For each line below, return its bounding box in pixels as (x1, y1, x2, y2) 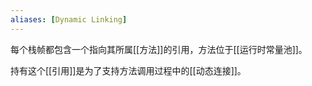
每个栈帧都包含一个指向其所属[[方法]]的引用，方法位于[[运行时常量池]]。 (10, 43, 308, 55)
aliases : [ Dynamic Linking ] (10, 14, 128, 25)
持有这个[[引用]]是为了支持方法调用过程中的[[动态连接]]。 (10, 64, 247, 76)
